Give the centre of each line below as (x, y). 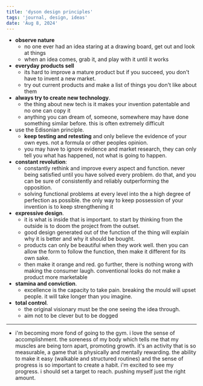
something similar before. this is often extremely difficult (94, 124)
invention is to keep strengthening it (69, 207)
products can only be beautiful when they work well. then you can (106, 245)
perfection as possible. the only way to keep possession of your (104, 200)
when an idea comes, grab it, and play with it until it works (96, 59)
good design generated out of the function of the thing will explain (106, 232)
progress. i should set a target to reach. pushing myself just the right (100, 372)
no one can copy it (47, 111)
